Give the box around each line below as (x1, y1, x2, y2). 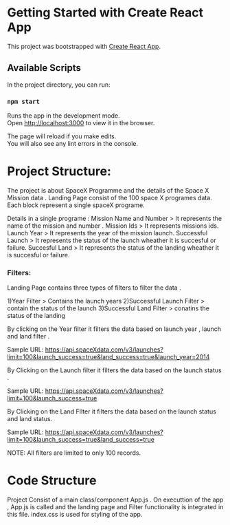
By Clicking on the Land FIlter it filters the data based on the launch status (7, 407, 216, 416)
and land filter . (7, 332, 50, 341)
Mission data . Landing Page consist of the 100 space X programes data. (7, 193, 213, 202)
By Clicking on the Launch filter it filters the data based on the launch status (7, 366, 222, 374)
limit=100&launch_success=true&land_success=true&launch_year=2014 (7, 353, 210, 361)
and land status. (7, 415, 53, 423)
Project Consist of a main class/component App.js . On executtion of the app (7, 495, 224, 504)
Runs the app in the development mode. (7, 111, 120, 120)
